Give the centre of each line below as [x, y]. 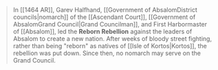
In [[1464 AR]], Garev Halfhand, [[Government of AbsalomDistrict [105, 10]
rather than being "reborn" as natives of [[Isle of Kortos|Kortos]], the [110, 46]
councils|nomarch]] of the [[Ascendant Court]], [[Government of [104, 17]
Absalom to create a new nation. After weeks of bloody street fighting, [112, 39]
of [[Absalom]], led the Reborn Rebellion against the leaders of [102, 31]
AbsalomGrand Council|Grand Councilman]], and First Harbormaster [110, 24]
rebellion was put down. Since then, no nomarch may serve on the [107, 53]
